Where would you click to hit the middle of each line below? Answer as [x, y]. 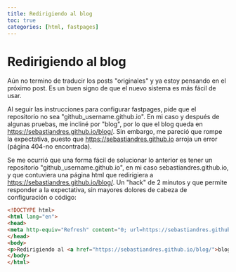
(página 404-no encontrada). [50, 147]
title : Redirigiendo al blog [50, 14]
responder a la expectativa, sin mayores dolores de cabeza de [97, 190]
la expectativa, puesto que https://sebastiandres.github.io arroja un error [112, 139]
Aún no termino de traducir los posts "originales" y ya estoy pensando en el [117, 81]
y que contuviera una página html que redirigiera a [80, 175]
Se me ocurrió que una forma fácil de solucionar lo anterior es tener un [110, 160]
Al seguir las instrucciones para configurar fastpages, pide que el [102, 109]
